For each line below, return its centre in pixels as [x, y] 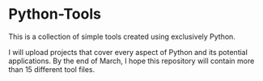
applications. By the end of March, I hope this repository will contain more [131, 61]
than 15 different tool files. [52, 69]
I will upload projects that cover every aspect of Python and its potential [128, 52]
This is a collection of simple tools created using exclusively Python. [122, 36]
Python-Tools [55, 14]
